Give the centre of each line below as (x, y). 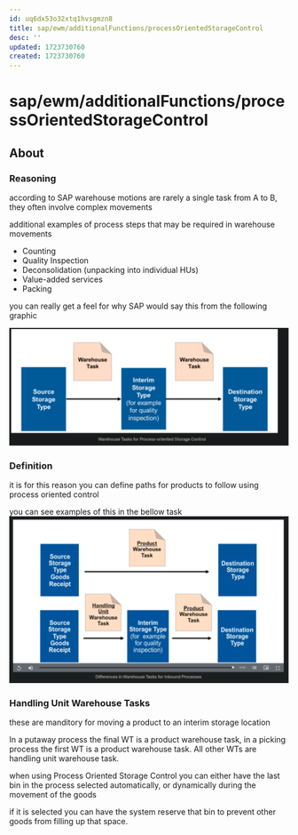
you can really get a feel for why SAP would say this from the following (138, 306)
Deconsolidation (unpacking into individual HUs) (110, 270)
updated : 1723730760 (47, 47)
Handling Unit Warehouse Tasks (80, 703)
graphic (23, 315)
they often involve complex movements (81, 207)
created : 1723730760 (47, 56)
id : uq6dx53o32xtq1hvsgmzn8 (61, 19)
